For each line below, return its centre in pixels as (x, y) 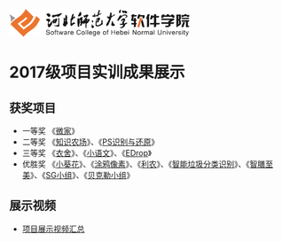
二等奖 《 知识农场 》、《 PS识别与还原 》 (90, 142)
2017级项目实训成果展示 (97, 72)
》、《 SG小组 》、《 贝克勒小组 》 (82, 175)
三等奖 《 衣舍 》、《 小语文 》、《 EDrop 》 (87, 153)
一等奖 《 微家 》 (51, 131)
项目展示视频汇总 (53, 229)
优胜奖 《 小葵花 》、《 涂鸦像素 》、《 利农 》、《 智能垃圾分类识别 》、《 (136, 164)
